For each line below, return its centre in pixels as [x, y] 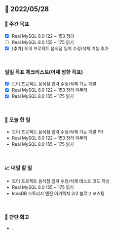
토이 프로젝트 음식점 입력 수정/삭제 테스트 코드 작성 [60, 181]
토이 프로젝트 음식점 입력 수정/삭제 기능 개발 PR [57, 131]
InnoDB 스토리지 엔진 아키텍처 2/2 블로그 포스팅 [58, 193]
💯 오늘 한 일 [18, 120]
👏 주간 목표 [17, 24]
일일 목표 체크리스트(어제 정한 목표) [44, 72]
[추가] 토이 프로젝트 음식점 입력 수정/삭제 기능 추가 [60, 48]
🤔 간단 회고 [17, 217]
